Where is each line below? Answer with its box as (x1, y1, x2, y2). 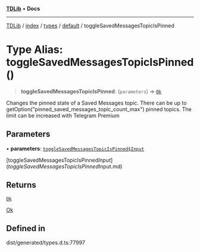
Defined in (6, 223, 46, 234)
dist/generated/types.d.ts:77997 (6, 239, 85, 246)
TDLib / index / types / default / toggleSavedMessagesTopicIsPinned (6, 22, 174, 29)
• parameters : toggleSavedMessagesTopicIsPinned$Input (6, 145, 145, 152)
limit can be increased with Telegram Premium (6, 112, 120, 119)
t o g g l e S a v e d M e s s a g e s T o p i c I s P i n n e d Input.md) (8, 163, 123, 170)
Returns (6, 180, 37, 190)
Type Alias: (6, 43, 64, 56)
